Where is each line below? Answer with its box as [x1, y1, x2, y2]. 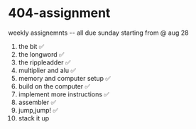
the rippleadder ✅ [18, 58, 71, 67]
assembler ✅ [18, 98, 57, 106]
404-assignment [8, 5, 111, 21]
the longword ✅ [18, 50, 65, 58]
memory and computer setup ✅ [18, 74, 111, 82]
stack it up [18, 113, 50, 122]
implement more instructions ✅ [18, 90, 109, 99]
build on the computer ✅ [18, 82, 91, 90]
